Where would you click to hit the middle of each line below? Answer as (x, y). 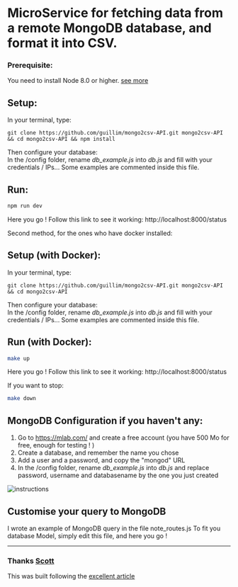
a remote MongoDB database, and (109, 28)
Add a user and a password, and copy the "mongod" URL (101, 460)
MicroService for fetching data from (115, 13)
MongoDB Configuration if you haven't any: (105, 420)
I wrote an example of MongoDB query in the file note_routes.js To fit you (114, 528)
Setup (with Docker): (54, 255)
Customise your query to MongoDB (87, 511)
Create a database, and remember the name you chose (98, 453)
